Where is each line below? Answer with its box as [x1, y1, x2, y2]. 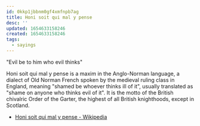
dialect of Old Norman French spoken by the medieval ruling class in [6, 76, 175, 84]
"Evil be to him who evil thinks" [6, 58, 83, 66]
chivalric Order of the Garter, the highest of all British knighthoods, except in [6, 95, 195, 102]
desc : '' [6, 20, 28, 26]
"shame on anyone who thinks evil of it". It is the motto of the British [6, 89, 174, 96]
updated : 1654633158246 [6, 25, 66, 32]
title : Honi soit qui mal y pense [6, 14, 93, 20]
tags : [6, 36, 20, 42]
